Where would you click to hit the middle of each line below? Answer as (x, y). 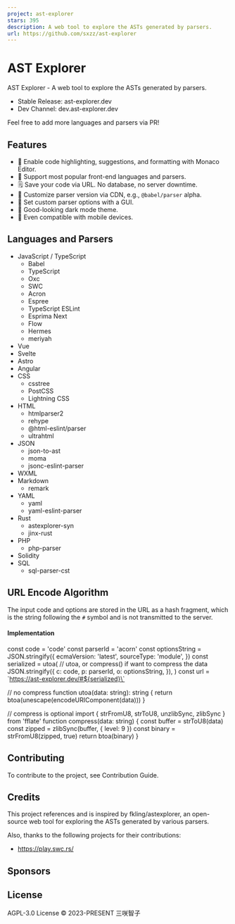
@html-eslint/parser (57, 428)
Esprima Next (47, 316)
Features (27, 145)
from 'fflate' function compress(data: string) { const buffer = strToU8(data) (115, 721)
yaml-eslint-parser (55, 511)
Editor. (27, 169)
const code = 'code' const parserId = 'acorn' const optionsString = (104, 649)
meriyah (40, 338)
